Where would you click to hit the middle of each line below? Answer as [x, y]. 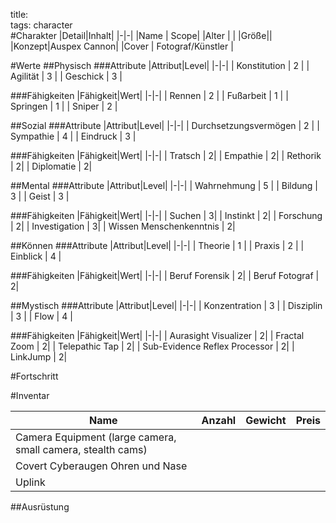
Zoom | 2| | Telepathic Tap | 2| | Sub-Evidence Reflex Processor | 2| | [152, 346]
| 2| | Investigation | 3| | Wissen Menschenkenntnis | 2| [123, 226]
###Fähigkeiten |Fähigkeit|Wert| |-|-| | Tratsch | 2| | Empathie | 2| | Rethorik [166, 155]
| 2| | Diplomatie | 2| [51, 166]
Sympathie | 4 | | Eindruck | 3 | [73, 136]
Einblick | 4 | [36, 256]
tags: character [41, 25]
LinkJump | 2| [39, 357]
